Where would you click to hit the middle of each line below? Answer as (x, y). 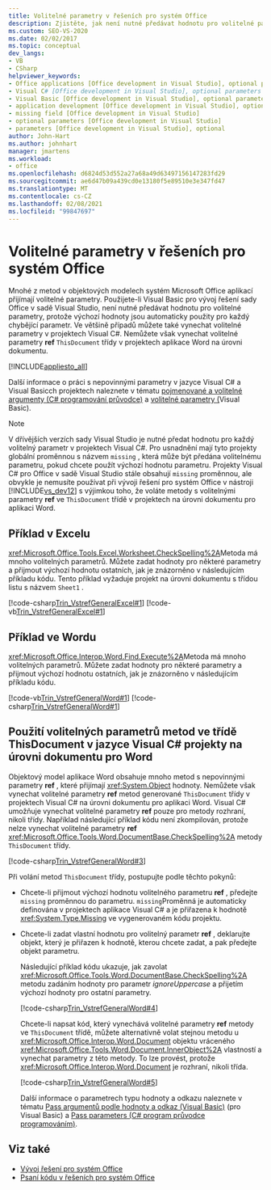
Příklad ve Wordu (52, 637)
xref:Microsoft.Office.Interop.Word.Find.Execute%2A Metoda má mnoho (127, 656)
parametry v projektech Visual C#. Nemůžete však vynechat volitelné (123, 334)
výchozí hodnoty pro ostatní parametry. (85, 992)
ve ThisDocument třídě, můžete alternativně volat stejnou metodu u (129, 1032)
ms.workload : (30, 158)
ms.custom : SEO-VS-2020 (48, 31)
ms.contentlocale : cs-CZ (50, 196)
